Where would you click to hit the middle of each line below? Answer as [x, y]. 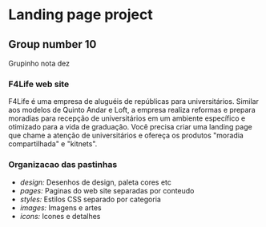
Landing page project [81, 15]
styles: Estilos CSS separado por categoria [91, 199]
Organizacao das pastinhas [63, 165]
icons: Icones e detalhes [60, 216]
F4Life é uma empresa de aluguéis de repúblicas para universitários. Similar [133, 102]
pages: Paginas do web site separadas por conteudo [107, 190]
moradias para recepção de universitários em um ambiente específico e [127, 118]
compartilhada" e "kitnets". [53, 144]
